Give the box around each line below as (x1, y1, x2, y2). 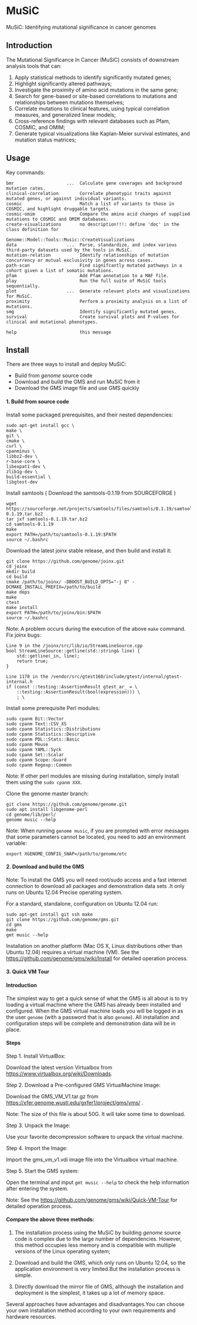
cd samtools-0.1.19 (6, 521, 54, 527)
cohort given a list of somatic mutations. (6, 267, 114, 274)
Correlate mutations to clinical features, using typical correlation (14, 105, 170, 112)
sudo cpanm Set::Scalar (6, 752, 64, 758)
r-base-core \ (6, 458, 41, 465)
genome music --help (6, 816, 57, 823)
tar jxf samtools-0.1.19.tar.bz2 (6, 516, 88, 522)
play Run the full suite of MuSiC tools (6, 278, 167, 284)
